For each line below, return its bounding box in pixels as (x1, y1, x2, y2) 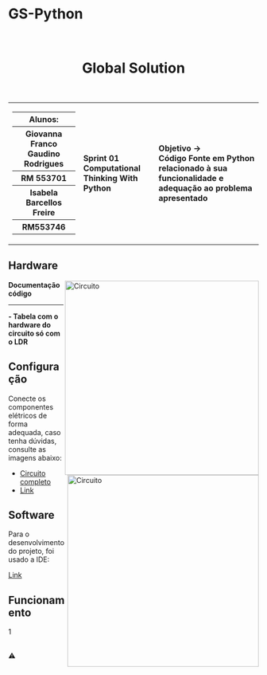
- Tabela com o (8, 312, 59, 321)
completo (19, 477, 52, 486)
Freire (33, 206, 56, 218)
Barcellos (25, 197, 62, 208)
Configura (8, 360, 60, 374)
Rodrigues (23, 158, 64, 169)
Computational (83, 163, 141, 174)
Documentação (8, 280, 60, 289)
